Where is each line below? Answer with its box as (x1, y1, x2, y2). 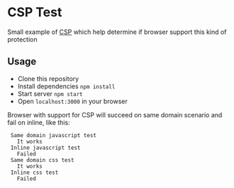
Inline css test (10, 169, 59, 176)
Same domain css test (10, 156, 74, 163)
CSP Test (7, 4, 62, 20)
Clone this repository (17, 74, 79, 83)
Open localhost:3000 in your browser (17, 97, 128, 105)
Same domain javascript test (10, 131, 97, 139)
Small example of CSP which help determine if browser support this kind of (7, 28, 227, 36)
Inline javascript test (10, 144, 81, 151)
